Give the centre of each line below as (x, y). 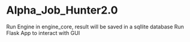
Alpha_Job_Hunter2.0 (62, 10)
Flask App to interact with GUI (43, 33)
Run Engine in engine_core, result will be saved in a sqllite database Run (95, 27)
